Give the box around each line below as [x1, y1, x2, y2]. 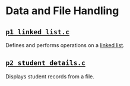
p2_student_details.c [5, 59, 85, 67]
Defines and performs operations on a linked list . [5, 42, 125, 48]
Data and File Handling [5, 4, 119, 18]
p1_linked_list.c [5, 28, 69, 36]
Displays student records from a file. [5, 72, 94, 80]
